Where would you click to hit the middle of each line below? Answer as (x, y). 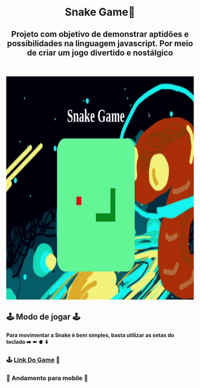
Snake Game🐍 (100, 12)
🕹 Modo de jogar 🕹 (43, 317)
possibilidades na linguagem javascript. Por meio (100, 43)
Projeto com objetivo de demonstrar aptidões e (100, 34)
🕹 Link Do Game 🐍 (33, 359)
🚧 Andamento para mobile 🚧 (47, 378)
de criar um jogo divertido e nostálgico (100, 53)
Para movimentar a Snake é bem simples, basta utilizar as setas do (90, 335)
